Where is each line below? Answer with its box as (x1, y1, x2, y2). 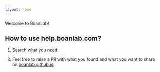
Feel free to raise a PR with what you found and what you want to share (12, 57, 155, 62)
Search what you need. (12, 47, 59, 53)
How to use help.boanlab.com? (5, 34, 102, 43)
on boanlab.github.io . (12, 61, 55, 68)
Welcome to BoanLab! (5, 20, 50, 26)
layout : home (5, 7, 32, 12)
